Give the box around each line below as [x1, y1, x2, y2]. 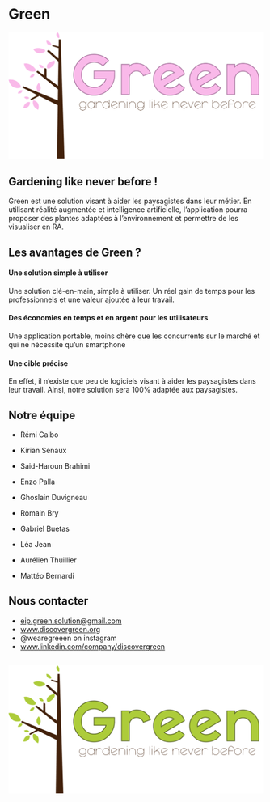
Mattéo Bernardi [19, 571, 74, 581]
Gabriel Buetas [19, 524, 70, 534]
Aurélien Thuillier [19, 555, 77, 565]
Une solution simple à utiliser [8, 268, 108, 278]
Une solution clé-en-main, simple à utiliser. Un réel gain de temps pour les [8, 286, 255, 295]
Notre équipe [8, 408, 76, 422]
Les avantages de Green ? [8, 245, 141, 259]
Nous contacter [8, 594, 89, 608]
